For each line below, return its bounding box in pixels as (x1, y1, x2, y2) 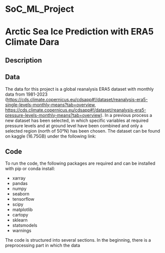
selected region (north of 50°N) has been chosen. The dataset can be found (5, 128, 161, 134)
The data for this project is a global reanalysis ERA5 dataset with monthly (5, 86, 154, 92)
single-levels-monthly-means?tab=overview (5, 102, 95, 108)
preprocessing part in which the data (5, 243, 81, 249)
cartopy (12, 212, 29, 218)
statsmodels (12, 222, 38, 228)
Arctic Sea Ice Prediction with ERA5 (5, 26, 154, 37)
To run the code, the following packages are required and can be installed (5, 160, 156, 166)
